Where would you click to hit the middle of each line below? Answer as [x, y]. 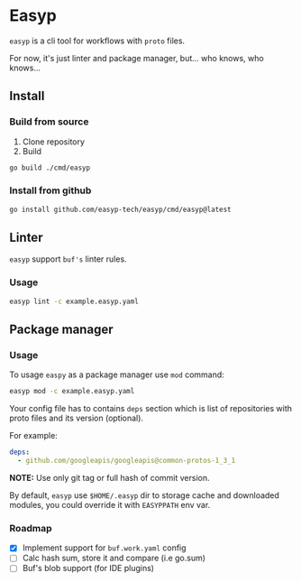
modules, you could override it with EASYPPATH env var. [110, 504]
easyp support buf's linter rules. [68, 259]
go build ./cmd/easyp [50, 168]
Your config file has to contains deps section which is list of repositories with [151, 409]
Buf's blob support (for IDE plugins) [88, 568]
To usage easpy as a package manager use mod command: [117, 374]
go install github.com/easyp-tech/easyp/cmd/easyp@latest [120, 209]
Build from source [49, 122]
